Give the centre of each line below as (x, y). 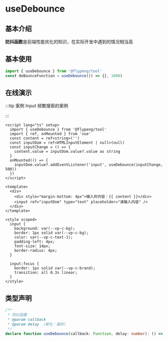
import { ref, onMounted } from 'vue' (51, 134)
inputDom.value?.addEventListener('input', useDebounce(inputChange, (89, 165)
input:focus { (24, 264)
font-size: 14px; (32, 246)
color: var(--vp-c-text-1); (44, 238)
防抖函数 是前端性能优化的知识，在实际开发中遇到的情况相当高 (69, 42)
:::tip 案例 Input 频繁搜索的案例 (37, 106)
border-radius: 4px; (36, 251)
